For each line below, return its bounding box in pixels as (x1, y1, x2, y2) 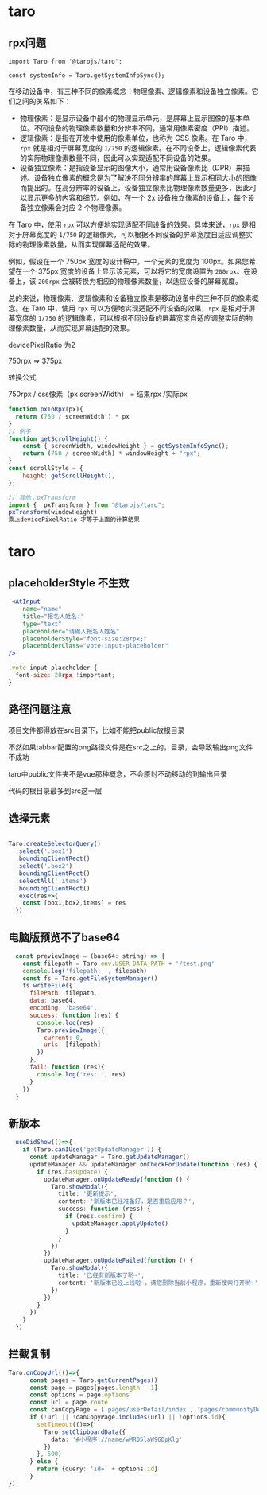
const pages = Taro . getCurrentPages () (29, 1376, 158, 1384)
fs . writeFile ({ (22, 982, 73, 990)
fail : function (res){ (29, 1063, 105, 1072)
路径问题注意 (8, 703, 72, 716)
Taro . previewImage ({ (37, 1026, 105, 1034)
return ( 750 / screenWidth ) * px (15, 412, 130, 420)
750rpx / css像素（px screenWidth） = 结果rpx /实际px (8, 389, 188, 399)
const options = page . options (29, 1391, 130, 1399)
